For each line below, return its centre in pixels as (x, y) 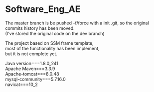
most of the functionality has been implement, (52, 48)
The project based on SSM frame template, (49, 43)
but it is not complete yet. (31, 54)
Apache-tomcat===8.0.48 (32, 74)
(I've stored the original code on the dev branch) (55, 33)
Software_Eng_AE (43, 9)
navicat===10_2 (22, 84)
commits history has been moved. (40, 28)
